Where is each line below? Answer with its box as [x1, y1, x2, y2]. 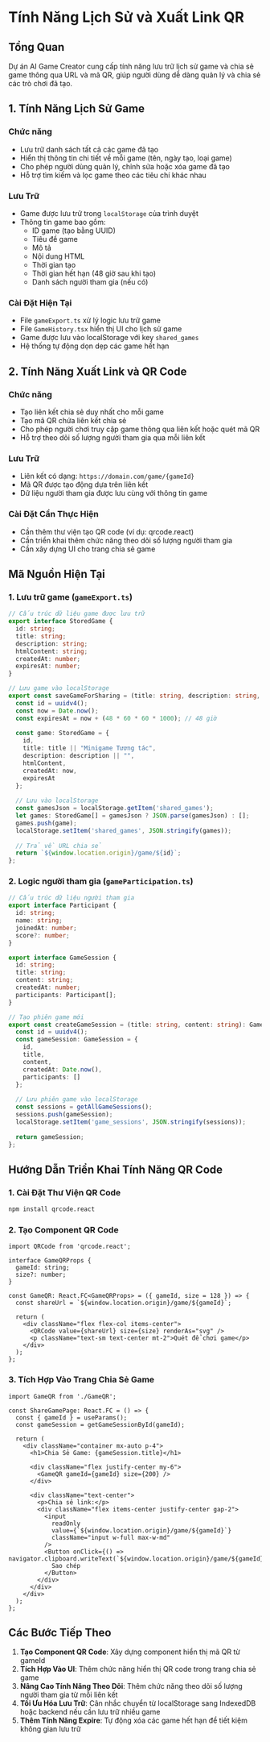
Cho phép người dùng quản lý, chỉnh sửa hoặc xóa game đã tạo [19, 161, 231, 171]
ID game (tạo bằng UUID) [31, 226, 117, 235]
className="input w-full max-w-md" [51, 1533, 171, 1541]
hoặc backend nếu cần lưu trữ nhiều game [19, 1707, 161, 1717]
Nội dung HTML [31, 251, 85, 261]
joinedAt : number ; [15, 924, 78, 932]
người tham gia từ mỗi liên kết [19, 1690, 118, 1700]
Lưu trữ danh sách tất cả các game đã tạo [19, 144, 159, 154]
